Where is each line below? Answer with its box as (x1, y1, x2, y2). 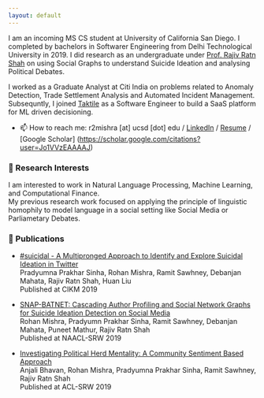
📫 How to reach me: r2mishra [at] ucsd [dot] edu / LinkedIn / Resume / (19, 123, 251, 132)
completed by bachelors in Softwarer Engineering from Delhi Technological (8, 41, 252, 51)
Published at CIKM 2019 (19, 285, 98, 294)
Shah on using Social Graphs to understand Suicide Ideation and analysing (8, 58, 251, 68)
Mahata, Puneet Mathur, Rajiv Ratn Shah (19, 325, 151, 335)
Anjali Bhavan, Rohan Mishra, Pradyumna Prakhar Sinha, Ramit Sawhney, (19, 366, 257, 375)
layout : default (8, 11, 61, 20)
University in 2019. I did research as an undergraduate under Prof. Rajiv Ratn (8, 50, 256, 59)
